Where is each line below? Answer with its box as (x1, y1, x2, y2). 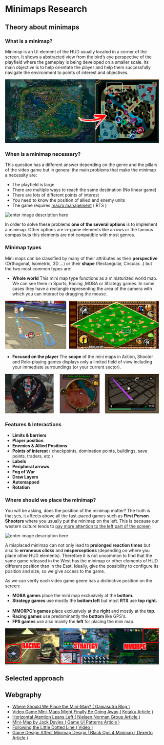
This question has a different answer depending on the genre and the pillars (5, 162, 158, 168)
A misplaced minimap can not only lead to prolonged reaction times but (5, 542, 150, 548)
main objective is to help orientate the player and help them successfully (5, 64, 151, 70)
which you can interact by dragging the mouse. (12, 290, 107, 297)
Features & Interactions (5, 421, 62, 428)
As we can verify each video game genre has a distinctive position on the (5, 578, 153, 584)
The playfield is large (12, 182, 55, 188)
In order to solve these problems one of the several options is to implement (5, 221, 158, 227)
